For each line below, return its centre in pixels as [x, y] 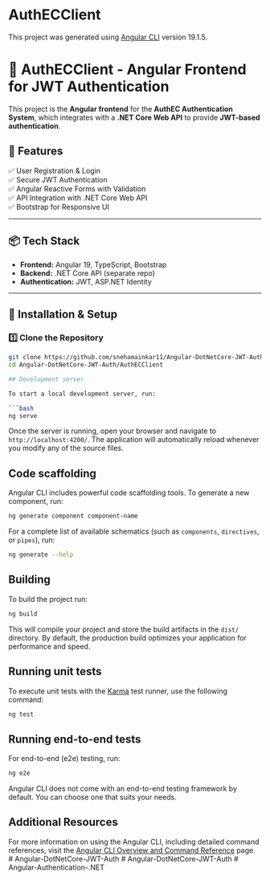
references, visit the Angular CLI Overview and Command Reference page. [132, 850]
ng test [21, 714]
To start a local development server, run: [82, 394]
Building [29, 580]
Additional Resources [63, 823]
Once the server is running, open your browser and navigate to [112, 431]
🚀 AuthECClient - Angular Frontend [127, 70]
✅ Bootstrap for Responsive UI [59, 207]
